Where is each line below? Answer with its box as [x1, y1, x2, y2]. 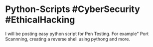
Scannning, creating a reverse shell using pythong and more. [5, 36, 131, 42]
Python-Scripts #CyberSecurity [5, 3, 141, 15]
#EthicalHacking [5, 14, 75, 25]
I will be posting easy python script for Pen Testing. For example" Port [5, 30, 149, 36]
